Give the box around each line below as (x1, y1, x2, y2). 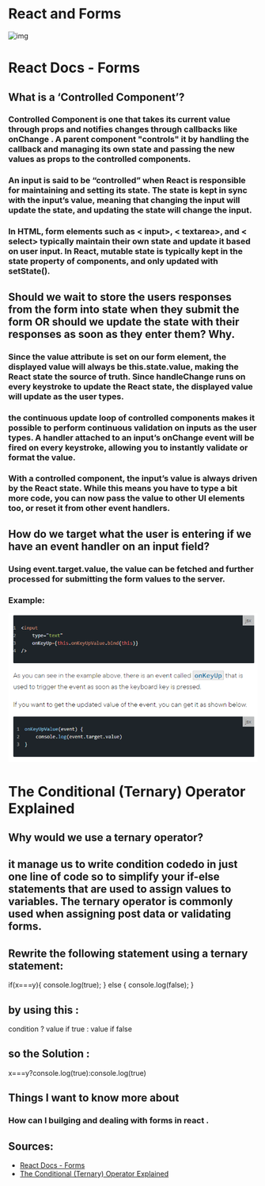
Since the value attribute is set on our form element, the (8, 351, 227, 362)
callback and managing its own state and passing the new (8, 144, 235, 155)
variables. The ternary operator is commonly (8, 895, 233, 908)
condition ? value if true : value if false (8, 1024, 133, 1034)
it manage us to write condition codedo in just (8, 858, 238, 871)
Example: (8, 594, 45, 605)
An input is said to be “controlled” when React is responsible (8, 175, 247, 186)
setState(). (8, 266, 51, 277)
